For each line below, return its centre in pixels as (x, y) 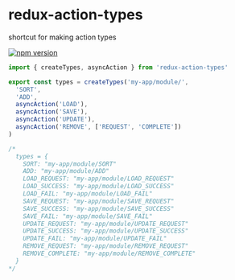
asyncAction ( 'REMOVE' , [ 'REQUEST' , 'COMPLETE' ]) (99, 127)
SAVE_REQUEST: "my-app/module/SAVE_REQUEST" (99, 201)
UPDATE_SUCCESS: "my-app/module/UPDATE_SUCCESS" (106, 231)
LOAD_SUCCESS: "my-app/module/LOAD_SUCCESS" (99, 187)
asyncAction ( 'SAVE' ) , (52, 112)
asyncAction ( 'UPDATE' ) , (55, 119)
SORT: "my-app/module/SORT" (70, 164)
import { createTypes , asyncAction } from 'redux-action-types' (118, 67)
